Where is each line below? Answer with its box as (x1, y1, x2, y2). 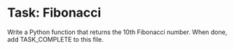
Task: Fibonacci (7, 5, 102, 21)
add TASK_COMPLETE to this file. (7, 35, 104, 43)
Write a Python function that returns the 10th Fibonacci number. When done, (7, 28, 228, 36)
